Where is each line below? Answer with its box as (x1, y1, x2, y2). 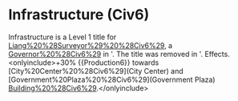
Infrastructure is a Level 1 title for (8, 32, 117, 42)
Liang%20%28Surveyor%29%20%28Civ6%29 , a (8, 40, 173, 50)
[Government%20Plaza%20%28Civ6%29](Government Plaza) (8, 75, 216, 84)
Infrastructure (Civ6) (8, 6, 150, 24)
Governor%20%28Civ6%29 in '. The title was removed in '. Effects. (8, 49, 230, 59)
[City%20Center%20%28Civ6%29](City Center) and (8, 66, 184, 75)
